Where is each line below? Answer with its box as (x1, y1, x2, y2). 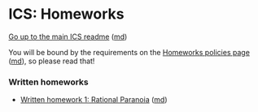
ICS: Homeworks (8, 5, 125, 24)
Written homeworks (8, 76, 89, 88)
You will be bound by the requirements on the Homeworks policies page (8, 47, 251, 57)
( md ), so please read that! (8, 56, 95, 66)
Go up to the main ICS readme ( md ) (8, 32, 128, 41)
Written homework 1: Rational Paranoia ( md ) (20, 95, 168, 105)
